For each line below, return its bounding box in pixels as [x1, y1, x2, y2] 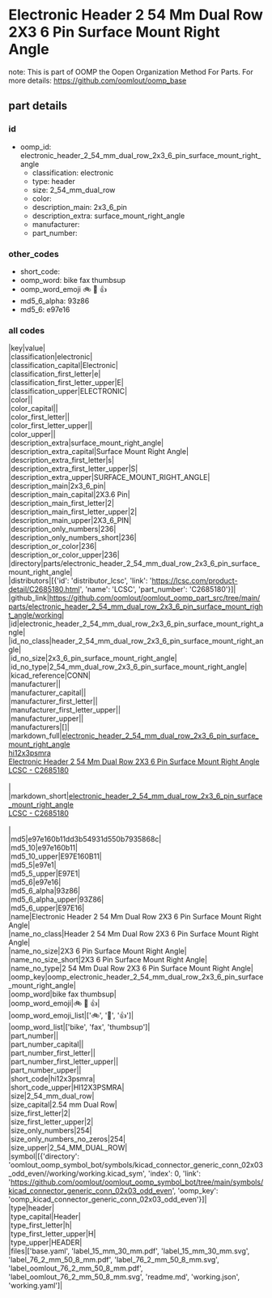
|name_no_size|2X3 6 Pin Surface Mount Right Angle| [8, 946, 188, 956]
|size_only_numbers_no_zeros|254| [8, 1134, 126, 1144]
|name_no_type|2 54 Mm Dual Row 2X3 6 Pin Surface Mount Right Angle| [8, 963, 253, 974]
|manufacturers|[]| [8, 722, 70, 732]
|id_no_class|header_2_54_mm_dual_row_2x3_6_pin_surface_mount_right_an [8, 636, 264, 646]
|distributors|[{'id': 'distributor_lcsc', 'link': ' [8, 576, 152, 585]
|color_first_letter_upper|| [8, 421, 93, 431]
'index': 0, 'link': [148, 1169, 201, 1179]
